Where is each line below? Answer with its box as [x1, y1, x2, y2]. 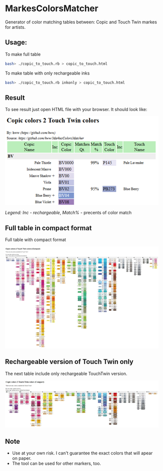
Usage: [5, 38, 28, 47]
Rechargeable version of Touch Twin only [5, 358, 134, 366]
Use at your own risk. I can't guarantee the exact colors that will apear [12, 450, 153, 456]
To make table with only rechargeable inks [5, 70, 90, 76]
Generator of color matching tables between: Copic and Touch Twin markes [5, 19, 157, 25]
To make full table [5, 51, 41, 57]
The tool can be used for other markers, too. [12, 461, 101, 467]
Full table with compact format [5, 237, 67, 243]
